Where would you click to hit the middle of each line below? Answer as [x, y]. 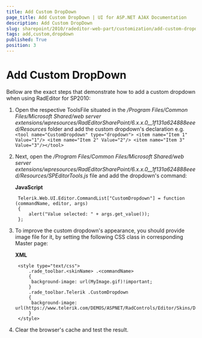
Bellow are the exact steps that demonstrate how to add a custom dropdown [101, 91]
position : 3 [21, 46]
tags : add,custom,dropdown [40, 34]
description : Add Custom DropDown [50, 23]
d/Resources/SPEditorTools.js [51, 176]
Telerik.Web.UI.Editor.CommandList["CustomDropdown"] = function [101, 198]
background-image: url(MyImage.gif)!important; [92, 281]
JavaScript [29, 187]
